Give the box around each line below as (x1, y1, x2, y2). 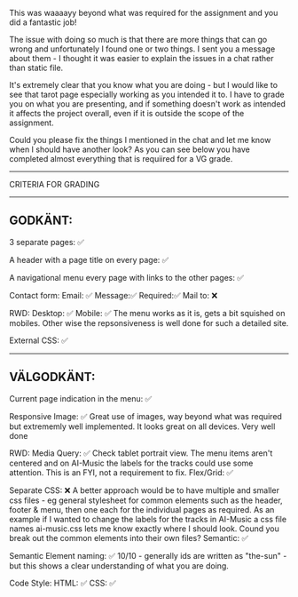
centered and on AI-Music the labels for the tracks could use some (9, 458, 254, 468)
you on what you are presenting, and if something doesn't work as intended (9, 99, 286, 109)
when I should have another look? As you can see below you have (9, 144, 250, 155)
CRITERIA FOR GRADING (9, 179, 100, 189)
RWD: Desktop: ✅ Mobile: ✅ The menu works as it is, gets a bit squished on (9, 307, 286, 318)
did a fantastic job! (9, 17, 77, 28)
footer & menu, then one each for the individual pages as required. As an (9, 504, 275, 514)
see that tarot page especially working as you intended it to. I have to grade (9, 89, 286, 99)
